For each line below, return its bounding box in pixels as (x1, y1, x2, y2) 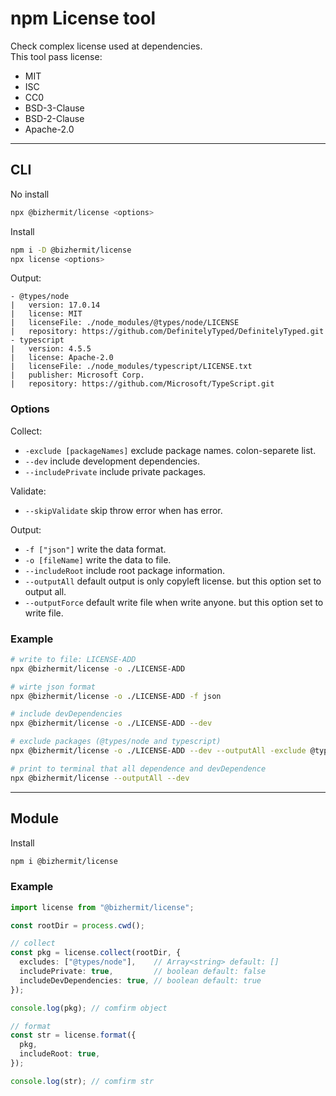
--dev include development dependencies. (24, 455, 201, 467)
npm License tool (10, 7, 157, 30)
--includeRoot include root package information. (24, 564, 226, 576)
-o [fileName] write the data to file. (24, 553, 172, 566)
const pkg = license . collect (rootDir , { (10, 948, 182, 958)
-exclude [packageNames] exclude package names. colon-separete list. (24, 444, 317, 456)
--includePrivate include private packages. (24, 465, 207, 477)
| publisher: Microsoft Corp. (10, 370, 145, 381)
